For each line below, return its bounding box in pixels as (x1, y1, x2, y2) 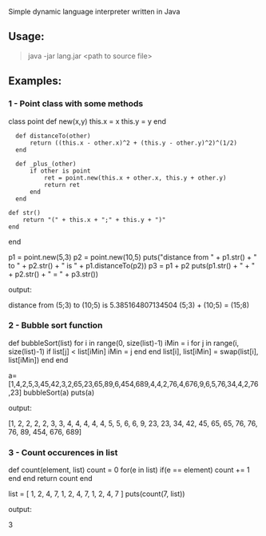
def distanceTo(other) (15, 132, 91, 140)
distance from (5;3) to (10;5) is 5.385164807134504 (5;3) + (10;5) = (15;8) (8, 300, 250, 310)
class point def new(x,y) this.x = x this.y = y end (8, 116, 166, 126)
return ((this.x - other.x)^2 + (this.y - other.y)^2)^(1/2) (29, 139, 238, 147)
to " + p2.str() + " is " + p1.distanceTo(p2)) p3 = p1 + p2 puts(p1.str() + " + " (8, 260, 256, 270)
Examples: (8, 74, 62, 88)
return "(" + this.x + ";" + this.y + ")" (22, 216, 166, 224)
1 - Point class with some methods (8, 98, 144, 109)
